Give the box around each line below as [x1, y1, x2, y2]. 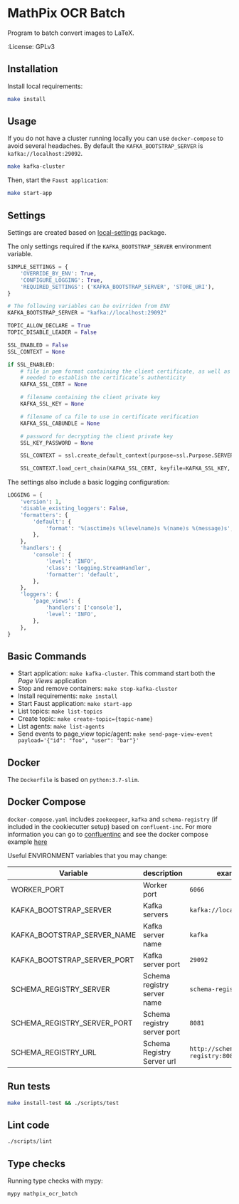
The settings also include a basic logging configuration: [7, 478, 170, 487]
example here [7, 838, 48, 846]
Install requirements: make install [17, 692, 118, 700]
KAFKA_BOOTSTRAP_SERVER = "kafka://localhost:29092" [7, 310, 167, 317]
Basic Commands [7, 650, 87, 662]
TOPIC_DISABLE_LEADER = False [7, 329, 97, 336]
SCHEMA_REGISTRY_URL [11, 1047, 97, 1057]
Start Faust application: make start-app [17, 699, 132, 708]
